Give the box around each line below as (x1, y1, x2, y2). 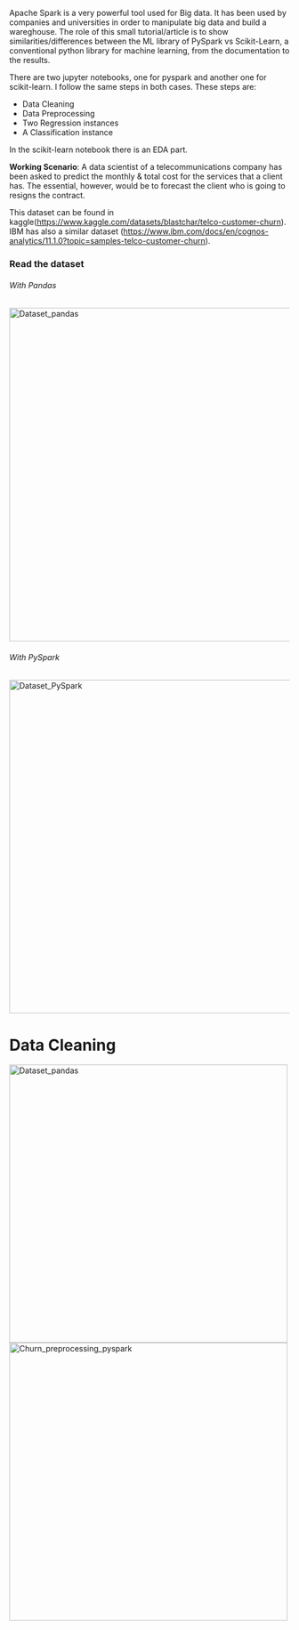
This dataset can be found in (9, 207, 114, 217)
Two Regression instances (21, 117, 119, 128)
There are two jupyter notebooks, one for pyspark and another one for (9, 72, 267, 83)
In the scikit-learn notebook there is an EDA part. (9, 144, 189, 155)
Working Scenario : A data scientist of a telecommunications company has (9, 162, 283, 172)
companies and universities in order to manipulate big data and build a (9, 17, 267, 28)
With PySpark (9, 651, 61, 662)
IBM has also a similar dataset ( (9, 226, 124, 237)
